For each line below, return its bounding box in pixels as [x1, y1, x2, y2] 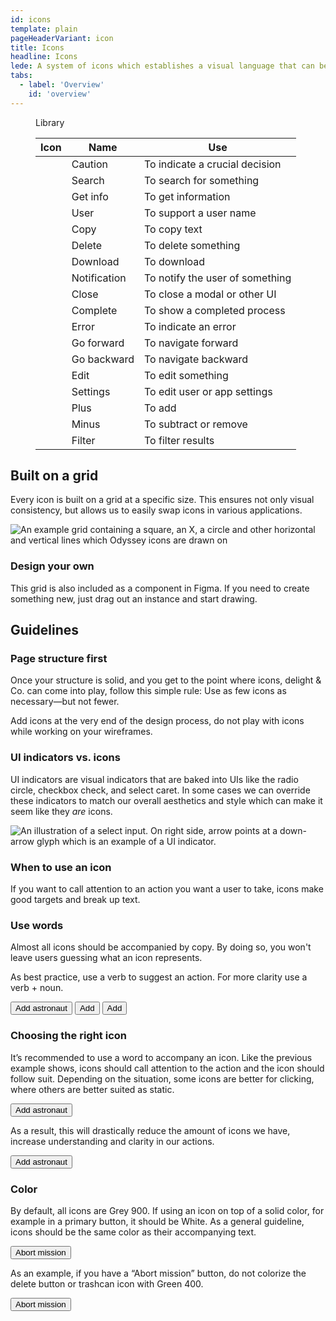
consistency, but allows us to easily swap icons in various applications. [10, 504, 303, 516]
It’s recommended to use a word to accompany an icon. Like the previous [10, 1051, 313, 1063]
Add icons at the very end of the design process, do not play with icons [10, 715, 305, 727]
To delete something [144, 238, 241, 252]
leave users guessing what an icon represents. [10, 952, 203, 964]
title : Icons [10, 42, 65, 53]
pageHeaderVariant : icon [10, 33, 114, 43]
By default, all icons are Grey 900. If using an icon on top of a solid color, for [10, 1204, 325, 1216]
